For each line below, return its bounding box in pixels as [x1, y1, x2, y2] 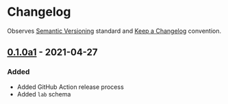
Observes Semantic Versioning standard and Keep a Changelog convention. [7, 27, 222, 35]
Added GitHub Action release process [16, 83, 125, 91]
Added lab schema [16, 90, 71, 98]
